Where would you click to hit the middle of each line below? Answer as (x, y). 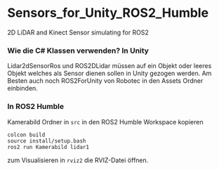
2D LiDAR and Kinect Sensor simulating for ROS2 (78, 32)
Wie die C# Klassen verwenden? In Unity (78, 51)
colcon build (26, 135)
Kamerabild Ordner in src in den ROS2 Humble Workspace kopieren (105, 122)
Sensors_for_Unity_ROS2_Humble (108, 13)
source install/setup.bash (47, 141)
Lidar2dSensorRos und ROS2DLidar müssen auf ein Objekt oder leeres (109, 66)
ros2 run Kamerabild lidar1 (48, 147)
